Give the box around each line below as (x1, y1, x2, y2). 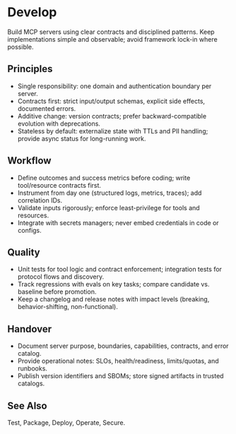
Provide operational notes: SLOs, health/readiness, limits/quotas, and (17, 357, 219, 366)
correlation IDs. (17, 195, 62, 205)
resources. (17, 211, 49, 219)
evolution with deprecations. (17, 119, 101, 128)
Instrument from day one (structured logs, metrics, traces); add (17, 188, 202, 197)
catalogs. (17, 379, 45, 388)
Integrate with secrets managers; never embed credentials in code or (17, 218, 219, 227)
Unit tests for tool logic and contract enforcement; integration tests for (17, 265, 223, 274)
